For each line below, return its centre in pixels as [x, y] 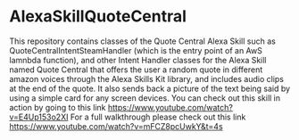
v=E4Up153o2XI [39, 117]
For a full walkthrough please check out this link [158, 117]
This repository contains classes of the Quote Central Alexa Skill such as [143, 41]
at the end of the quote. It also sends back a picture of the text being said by [150, 88]
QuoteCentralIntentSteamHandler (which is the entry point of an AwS [136, 50]
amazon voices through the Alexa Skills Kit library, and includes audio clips [146, 78]
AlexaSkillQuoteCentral [98, 16]
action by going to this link [58, 107]
